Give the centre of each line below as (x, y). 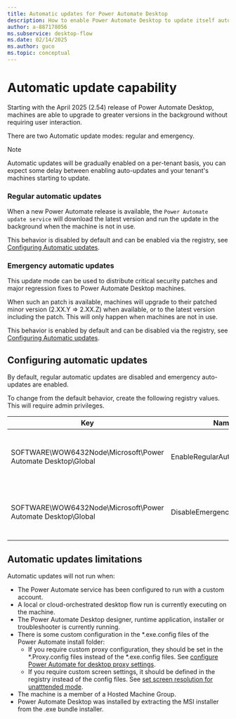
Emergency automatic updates (61, 266)
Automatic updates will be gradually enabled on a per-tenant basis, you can (117, 163)
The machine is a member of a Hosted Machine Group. (97, 694)
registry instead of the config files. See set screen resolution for (120, 680)
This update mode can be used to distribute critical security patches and (112, 281)
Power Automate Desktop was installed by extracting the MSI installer (118, 702)
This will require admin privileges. (56, 406)
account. (30, 597)
